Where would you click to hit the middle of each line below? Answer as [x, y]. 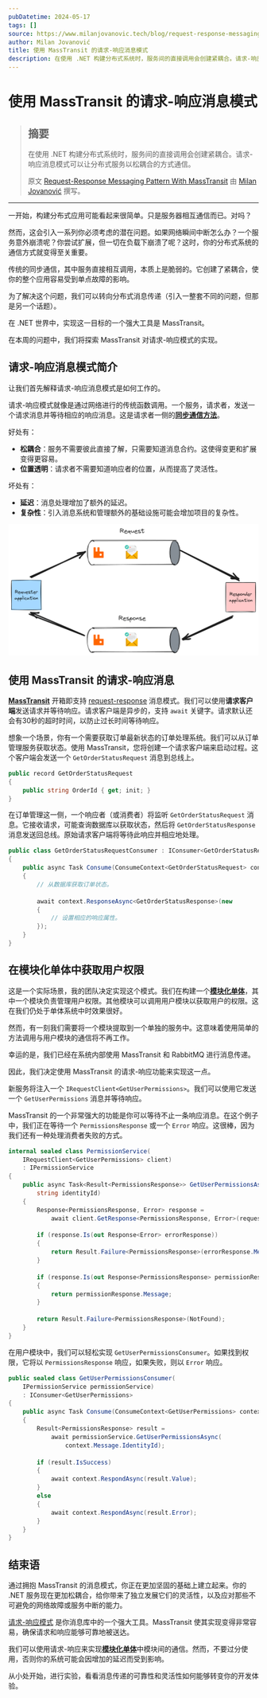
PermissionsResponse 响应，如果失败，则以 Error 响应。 [136, 1362]
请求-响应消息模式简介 [63, 368]
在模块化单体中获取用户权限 [76, 970]
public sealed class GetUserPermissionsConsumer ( [92, 1378]
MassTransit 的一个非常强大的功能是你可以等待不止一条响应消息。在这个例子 [133, 1115]
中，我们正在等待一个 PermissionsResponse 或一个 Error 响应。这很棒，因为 [132, 1125]
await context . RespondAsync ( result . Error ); [124, 1512]
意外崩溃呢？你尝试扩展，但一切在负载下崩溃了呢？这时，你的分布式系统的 [137, 242]
